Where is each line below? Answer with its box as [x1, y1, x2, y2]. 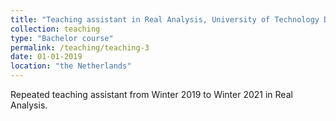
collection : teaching [10, 24, 101, 34]
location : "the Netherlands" [10, 61, 132, 71]
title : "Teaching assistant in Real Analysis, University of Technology [10, 14, 320, 25]
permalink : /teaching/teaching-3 [10, 42, 150, 53]
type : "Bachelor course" [10, 33, 114, 43]
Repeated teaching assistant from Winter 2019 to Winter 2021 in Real [10, 89, 293, 100]
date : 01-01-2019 [10, 52, 83, 62]
